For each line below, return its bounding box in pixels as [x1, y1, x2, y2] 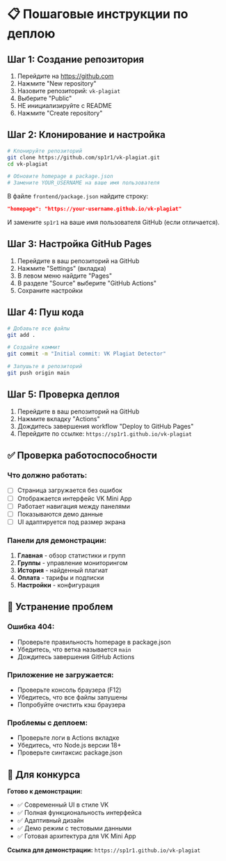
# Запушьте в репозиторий [7, 363, 82, 370]
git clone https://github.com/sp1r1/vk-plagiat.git [7, 154, 160, 161]
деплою [7, 26, 56, 42]
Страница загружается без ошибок [17, 486, 123, 495]
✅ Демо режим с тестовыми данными [17, 824, 132, 832]
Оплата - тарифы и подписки [17, 574, 104, 582]
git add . [7, 331, 36, 338]
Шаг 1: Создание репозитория [7, 54, 145, 65]
